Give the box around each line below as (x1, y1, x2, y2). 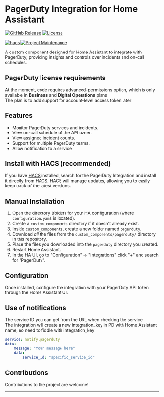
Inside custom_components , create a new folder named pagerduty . (12, 226, 142, 232)
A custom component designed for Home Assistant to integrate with (5, 49, 142, 55)
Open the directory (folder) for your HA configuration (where (12, 210, 134, 216)
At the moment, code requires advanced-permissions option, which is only (5, 87, 155, 93)
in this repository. (12, 237, 47, 242)
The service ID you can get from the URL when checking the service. (5, 317, 144, 322)
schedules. (5, 59, 27, 65)
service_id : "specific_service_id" (22, 355, 95, 360)
